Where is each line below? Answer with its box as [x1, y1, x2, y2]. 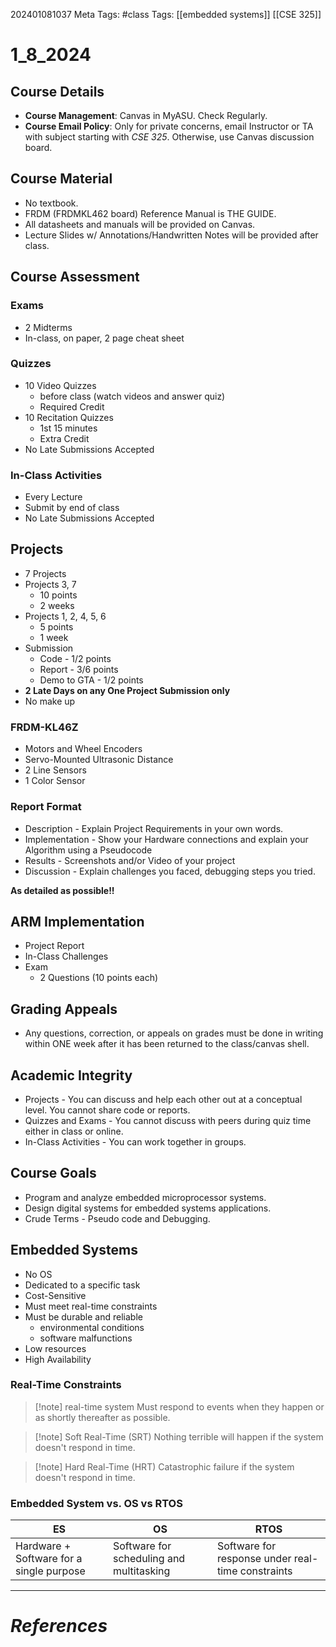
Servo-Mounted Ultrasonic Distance [24, 754, 174, 766]
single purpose [15, 1564, 86, 1578]
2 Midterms [24, 321, 73, 333]
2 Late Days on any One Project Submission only [24, 684, 231, 696]
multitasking [112, 1564, 171, 1578]
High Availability [24, 1353, 92, 1365]
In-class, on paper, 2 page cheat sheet [24, 332, 185, 344]
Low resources [24, 1342, 87, 1354]
